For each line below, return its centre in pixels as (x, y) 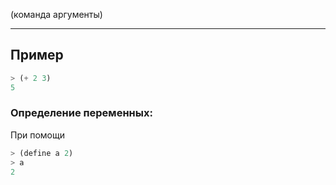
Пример (37, 55)
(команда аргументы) (56, 14)
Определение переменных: (81, 113)
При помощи (37, 135)
